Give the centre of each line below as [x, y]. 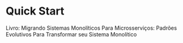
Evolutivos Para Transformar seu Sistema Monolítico [71, 34]
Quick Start [35, 11]
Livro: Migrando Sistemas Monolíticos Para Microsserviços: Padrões [91, 28]
